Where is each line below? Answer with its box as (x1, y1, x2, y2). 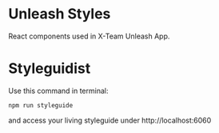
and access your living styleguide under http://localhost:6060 (8, 115, 212, 125)
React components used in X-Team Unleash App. (8, 31, 170, 41)
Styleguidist (8, 59, 91, 78)
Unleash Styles (8, 5, 111, 23)
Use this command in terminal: (8, 86, 109, 95)
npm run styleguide (8, 101, 74, 109)
